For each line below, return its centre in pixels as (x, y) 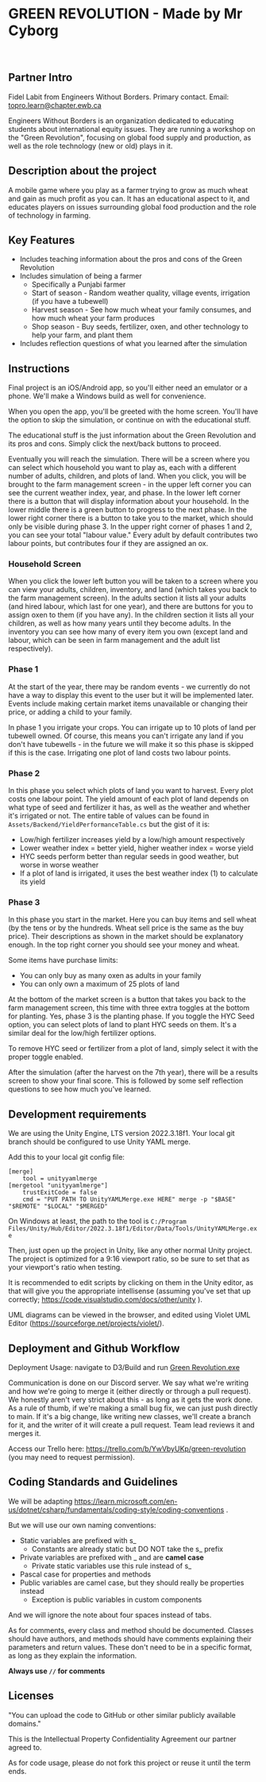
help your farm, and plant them (82, 335)
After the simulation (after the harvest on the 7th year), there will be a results (133, 1072)
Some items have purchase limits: (63, 960)
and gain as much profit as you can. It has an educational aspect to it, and (129, 198)
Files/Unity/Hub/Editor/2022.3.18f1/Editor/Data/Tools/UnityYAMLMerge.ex (133, 1229)
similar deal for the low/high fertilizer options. (82, 1033)
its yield (33, 882)
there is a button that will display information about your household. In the (129, 502)
